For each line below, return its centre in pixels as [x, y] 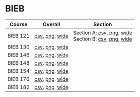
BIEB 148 [19, 63]
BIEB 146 [19, 55]
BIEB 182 [19, 87]
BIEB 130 [19, 47]
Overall [52, 24]
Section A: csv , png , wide [103, 33]
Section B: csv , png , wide [103, 39]
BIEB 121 [19, 36]
